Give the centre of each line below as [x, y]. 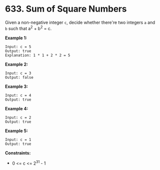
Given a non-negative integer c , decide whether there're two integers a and [80, 22]
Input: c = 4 [18, 95]
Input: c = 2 [18, 118]
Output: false [19, 77]
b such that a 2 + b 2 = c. [28, 28]
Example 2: [16, 64]
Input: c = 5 [18, 47]
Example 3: [16, 86]
